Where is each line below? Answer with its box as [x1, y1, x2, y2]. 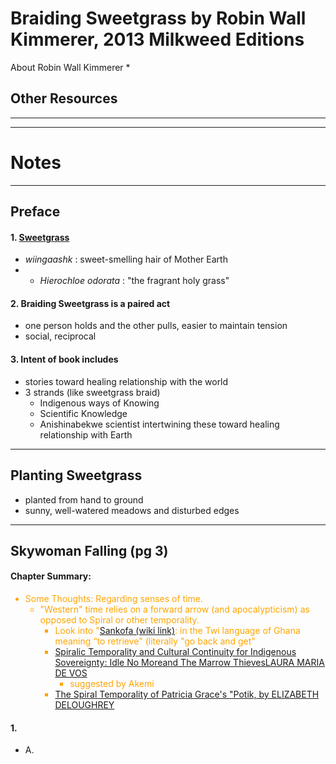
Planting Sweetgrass [10, 467, 143, 484]
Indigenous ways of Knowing [39, 397, 160, 409]
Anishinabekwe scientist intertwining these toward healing [39, 418, 280, 430]
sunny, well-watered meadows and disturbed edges [24, 504, 240, 516]
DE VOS [54, 667, 88, 679]
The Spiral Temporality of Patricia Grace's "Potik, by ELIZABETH [54, 688, 320, 701]
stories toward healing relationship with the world [24, 375, 229, 387]
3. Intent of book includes [10, 353, 119, 366]
